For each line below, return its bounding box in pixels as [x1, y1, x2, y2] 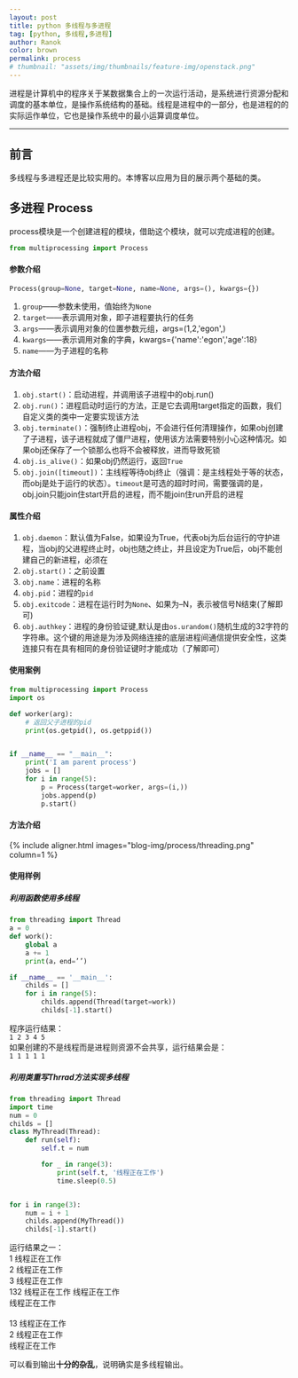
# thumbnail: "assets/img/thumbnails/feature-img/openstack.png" [9, 63, 255, 72]
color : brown [9, 46, 58, 55]
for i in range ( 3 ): [9, 1200, 82, 1209]
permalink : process [9, 54, 82, 63]
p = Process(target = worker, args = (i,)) [41, 783, 189, 791]
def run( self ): [25, 1136, 82, 1145]
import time [9, 1102, 53, 1112]
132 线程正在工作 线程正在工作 [9, 1287, 120, 1297]
